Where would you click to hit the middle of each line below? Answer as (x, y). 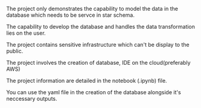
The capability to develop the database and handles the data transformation (101, 27)
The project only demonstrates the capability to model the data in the (92, 9)
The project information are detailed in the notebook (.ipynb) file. (87, 81)
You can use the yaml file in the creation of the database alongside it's (94, 92)
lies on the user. (26, 33)
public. (15, 51)
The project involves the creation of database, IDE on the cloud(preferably (99, 63)
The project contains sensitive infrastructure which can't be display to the (98, 45)
